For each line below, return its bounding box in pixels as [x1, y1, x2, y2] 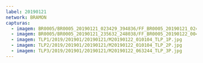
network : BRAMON [5, 14, 47, 20]
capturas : [5, 20, 31, 26]
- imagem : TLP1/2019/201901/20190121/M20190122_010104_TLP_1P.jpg [11, 37, 182, 43]
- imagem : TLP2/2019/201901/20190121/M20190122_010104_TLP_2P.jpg [11, 43, 182, 49]
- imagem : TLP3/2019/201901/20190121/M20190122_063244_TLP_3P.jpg [11, 48, 182, 54]
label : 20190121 [5, 8, 47, 15]
